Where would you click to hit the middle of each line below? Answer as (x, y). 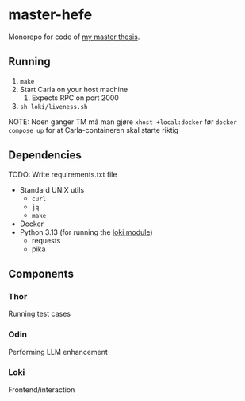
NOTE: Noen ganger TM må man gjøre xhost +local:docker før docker (123, 122)
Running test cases (40, 314)
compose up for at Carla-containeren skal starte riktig (94, 130)
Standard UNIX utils (52, 189)
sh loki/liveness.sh (54, 107)
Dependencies (45, 156)
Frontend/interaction (42, 389)
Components (41, 273)
